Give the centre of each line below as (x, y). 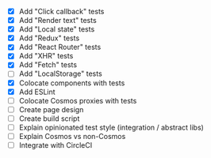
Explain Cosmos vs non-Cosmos (72, 136)
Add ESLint (37, 92)
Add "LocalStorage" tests (60, 73)
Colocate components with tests (72, 83)
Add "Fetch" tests (48, 65)
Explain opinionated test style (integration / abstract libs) (111, 127)
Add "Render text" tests (58, 21)
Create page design (51, 109)
